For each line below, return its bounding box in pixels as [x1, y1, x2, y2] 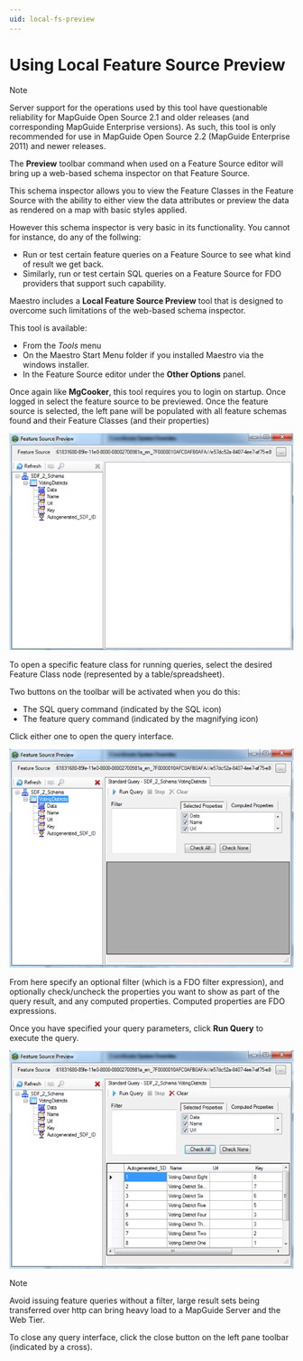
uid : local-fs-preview [9, 14, 95, 23]
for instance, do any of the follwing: [9, 231, 142, 242]
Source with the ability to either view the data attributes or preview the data [9, 194, 289, 205]
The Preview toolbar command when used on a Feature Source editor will [9, 158, 284, 169]
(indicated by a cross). [9, 1342, 93, 1353]
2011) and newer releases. [9, 140, 106, 151]
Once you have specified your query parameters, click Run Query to [9, 1022, 264, 1034]
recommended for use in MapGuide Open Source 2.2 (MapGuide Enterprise [9, 131, 290, 142]
